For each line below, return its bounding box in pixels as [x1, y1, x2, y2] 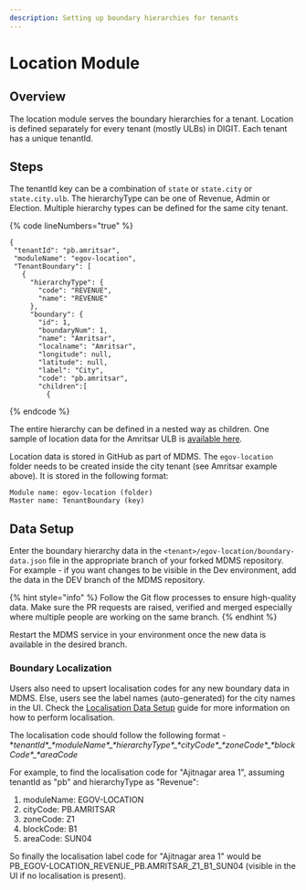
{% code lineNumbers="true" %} [9, 220, 134, 231]
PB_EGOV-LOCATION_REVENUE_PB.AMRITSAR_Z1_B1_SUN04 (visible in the [9, 860, 297, 871]
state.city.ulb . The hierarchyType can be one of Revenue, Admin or [9, 193, 270, 204]
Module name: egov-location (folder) [9, 488, 153, 498]
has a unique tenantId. [9, 132, 94, 143]
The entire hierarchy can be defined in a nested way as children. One [9, 424, 269, 435]
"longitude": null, [37, 350, 112, 359]
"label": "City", [37, 366, 104, 376]
